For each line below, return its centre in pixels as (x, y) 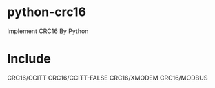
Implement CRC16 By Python (48, 31)
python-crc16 (47, 12)
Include (29, 59)
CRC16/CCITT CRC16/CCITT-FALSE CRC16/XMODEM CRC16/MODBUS (107, 78)
